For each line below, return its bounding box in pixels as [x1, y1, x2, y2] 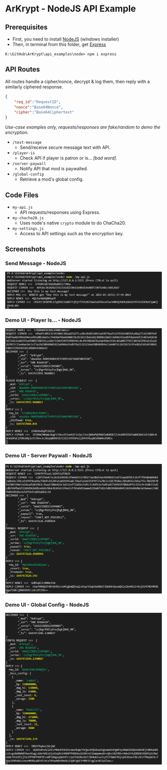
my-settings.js [12, 226, 44, 231]
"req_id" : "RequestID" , [14, 99, 61, 104]
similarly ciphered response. [5, 83, 63, 90]
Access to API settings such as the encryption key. [19, 231, 124, 236]
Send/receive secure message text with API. [19, 144, 111, 150]
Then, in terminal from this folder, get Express [12, 41, 106, 47]
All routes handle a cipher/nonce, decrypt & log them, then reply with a [5, 78, 150, 84]
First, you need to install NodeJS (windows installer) [12, 36, 119, 42]
